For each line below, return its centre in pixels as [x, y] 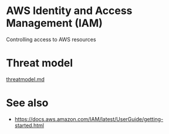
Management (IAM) [54, 23]
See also [27, 103]
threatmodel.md [26, 79]
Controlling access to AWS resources [51, 39]
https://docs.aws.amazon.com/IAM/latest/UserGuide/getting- [89, 119]
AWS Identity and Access [69, 11]
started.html [29, 125]
